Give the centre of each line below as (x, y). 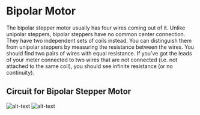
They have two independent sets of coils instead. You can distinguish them (99, 40)
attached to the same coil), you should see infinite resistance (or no (89, 66)
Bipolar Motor (41, 11)
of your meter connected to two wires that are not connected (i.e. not (92, 60)
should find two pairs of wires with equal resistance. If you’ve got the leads (99, 53)
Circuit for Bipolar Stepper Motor (69, 92)
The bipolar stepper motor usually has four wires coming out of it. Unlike (96, 28)
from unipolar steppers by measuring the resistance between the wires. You (100, 47)
